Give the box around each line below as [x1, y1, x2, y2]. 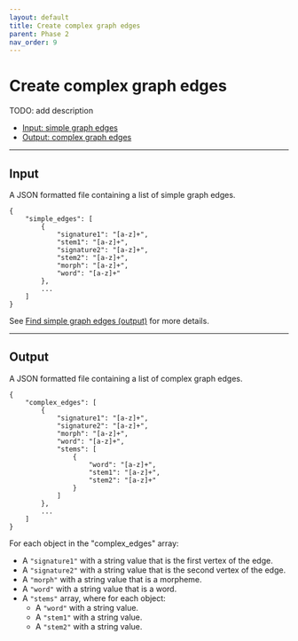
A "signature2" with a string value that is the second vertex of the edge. [21, 565, 286, 575]
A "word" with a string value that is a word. [21, 583, 177, 594]
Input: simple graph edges [21, 123, 118, 133]
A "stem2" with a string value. [35, 621, 143, 631]
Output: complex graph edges [21, 132, 132, 143]
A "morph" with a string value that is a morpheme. [21, 574, 202, 584]
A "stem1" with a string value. [35, 612, 143, 622]
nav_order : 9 [9, 37, 58, 47]
